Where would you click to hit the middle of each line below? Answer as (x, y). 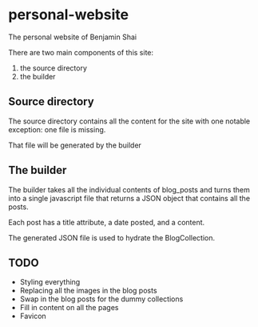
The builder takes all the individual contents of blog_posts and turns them (129, 189)
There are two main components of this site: (81, 52)
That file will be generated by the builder (75, 145)
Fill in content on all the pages (69, 308)
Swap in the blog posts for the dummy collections (101, 299)
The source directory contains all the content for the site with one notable (129, 121)
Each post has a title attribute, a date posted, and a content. (107, 222)
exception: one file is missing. (57, 129)
